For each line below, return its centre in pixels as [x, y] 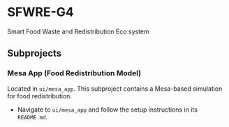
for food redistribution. [39, 96]
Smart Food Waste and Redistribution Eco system [79, 31]
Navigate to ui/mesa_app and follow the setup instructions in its [107, 110]
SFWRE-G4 [41, 12]
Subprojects [35, 53]
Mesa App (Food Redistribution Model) [74, 73]
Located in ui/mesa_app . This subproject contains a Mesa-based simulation [115, 89]
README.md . [32, 117]
